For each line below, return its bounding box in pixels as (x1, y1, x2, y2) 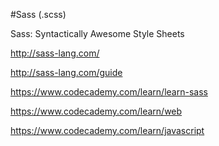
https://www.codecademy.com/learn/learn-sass (10, 86, 208, 98)
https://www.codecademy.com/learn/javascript (10, 125, 205, 136)
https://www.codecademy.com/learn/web (10, 105, 183, 117)
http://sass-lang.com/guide (10, 67, 123, 78)
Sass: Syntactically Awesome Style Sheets (10, 28, 185, 39)
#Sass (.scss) (10, 9, 67, 20)
